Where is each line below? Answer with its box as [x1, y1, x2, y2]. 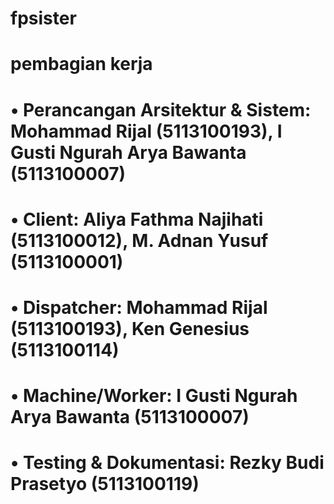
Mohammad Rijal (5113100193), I [10, 120, 283, 142]
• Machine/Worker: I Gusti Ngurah [10, 385, 298, 407]
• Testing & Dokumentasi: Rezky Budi [10, 452, 325, 474]
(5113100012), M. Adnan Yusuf [10, 229, 269, 252]
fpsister [10, 7, 77, 30]
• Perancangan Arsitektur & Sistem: [10, 98, 312, 121]
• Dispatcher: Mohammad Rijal [10, 296, 268, 319]
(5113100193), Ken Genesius [10, 317, 250, 340]
